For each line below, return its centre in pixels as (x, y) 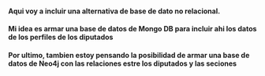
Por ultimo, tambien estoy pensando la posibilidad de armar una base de (129, 55)
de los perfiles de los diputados (61, 37)
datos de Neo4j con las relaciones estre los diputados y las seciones (123, 63)
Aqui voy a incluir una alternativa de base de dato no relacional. (114, 11)
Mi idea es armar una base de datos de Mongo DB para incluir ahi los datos (132, 29)
